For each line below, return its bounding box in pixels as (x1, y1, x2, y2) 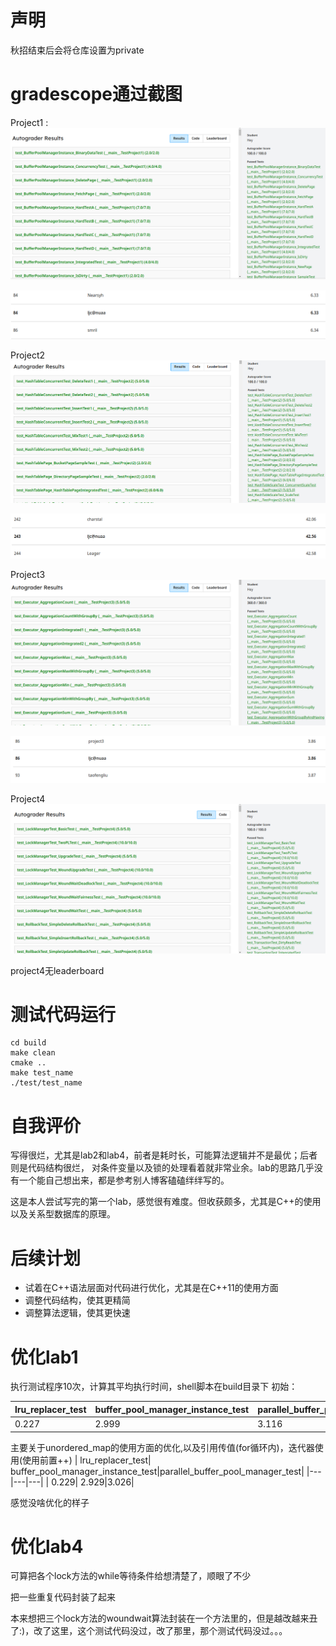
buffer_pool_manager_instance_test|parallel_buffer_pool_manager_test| (10, 1465, 305, 1477)
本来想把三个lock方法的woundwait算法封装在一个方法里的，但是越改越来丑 (10, 1612, 318, 1625)
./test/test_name (10, 1078, 83, 1088)
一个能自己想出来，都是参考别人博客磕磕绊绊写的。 (18, 1174, 230, 1186)
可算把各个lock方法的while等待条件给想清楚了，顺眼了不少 (10, 1570, 252, 1582)
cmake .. (10, 1058, 47, 1068)
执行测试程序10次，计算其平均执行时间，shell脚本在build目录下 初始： (10, 1381, 298, 1393)
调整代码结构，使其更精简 (24, 1294, 131, 1306)
